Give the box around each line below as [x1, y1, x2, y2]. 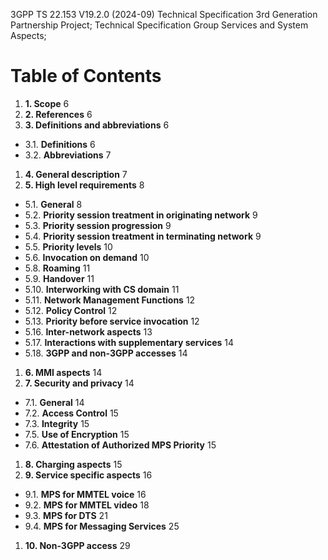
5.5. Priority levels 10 [24, 240, 113, 253]
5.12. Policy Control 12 [24, 304, 118, 316]
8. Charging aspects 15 [24, 458, 123, 470]
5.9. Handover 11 [24, 272, 95, 284]
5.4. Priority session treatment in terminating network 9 [24, 230, 262, 242]
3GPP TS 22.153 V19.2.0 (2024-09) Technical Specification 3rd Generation [10, 9, 318, 20]
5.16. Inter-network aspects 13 [24, 325, 153, 338]
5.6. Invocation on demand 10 [24, 251, 150, 263]
